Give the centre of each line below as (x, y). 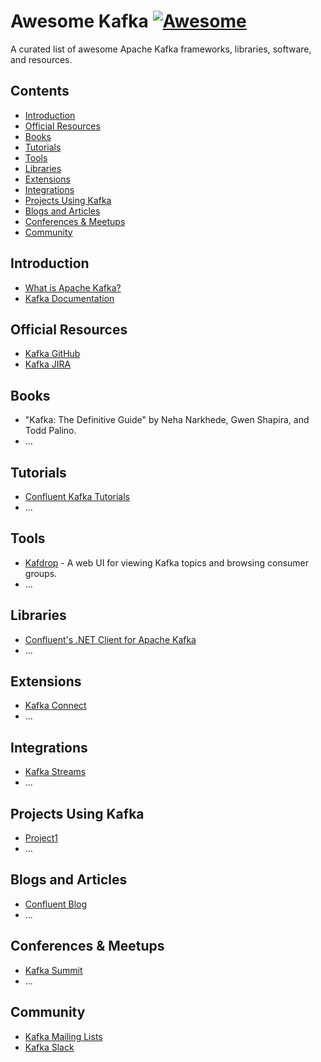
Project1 (41, 838)
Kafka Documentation (69, 298)
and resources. (41, 59)
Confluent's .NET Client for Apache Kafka (110, 639)
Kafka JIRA (48, 364)
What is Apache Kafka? (73, 287)
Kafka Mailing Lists (63, 1036)
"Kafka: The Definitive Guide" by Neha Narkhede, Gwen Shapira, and (167, 420)
